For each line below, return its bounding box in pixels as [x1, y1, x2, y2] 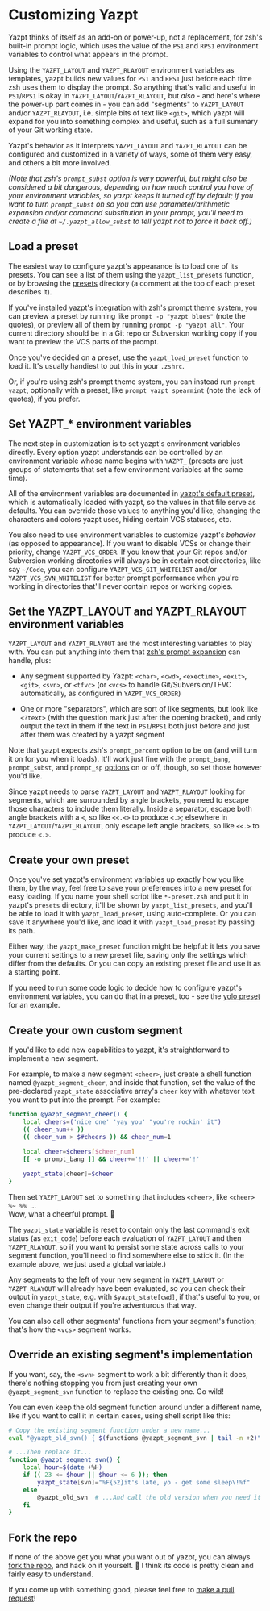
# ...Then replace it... [8, 1448, 92, 1457]
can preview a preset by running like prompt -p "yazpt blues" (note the [8, 311, 246, 320]
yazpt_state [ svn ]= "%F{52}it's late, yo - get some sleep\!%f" [37, 1478, 251, 1486]
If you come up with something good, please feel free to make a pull [8, 1585, 235, 1595]
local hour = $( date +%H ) [23, 1463, 103, 1471]
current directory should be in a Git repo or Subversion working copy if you [8, 328, 258, 338]
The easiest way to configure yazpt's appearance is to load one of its [8, 261, 239, 271]
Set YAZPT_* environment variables [8, 417, 192, 431]
